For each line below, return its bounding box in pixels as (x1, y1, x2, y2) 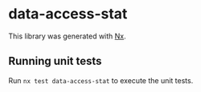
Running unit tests (8, 54, 102, 68)
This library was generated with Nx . (8, 31, 126, 41)
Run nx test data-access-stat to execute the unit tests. (8, 75, 194, 85)
